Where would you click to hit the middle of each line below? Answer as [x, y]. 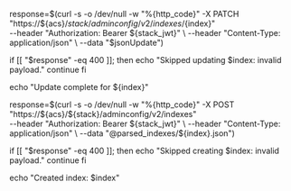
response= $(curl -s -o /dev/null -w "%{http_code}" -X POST [122, 105]
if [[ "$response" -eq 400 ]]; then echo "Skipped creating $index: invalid [145, 150]
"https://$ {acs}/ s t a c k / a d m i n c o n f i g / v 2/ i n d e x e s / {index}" [113, 23]
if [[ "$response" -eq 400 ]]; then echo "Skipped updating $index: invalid [145, 60]
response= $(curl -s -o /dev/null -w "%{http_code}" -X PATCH [124, 14]
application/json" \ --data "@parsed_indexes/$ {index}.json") [122, 133]
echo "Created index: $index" [65, 177]
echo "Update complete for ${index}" [79, 87]
